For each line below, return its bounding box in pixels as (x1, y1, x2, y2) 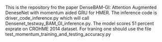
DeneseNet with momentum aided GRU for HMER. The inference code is (5, 10, 157, 16)
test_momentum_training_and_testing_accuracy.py (5, 31, 111, 37)
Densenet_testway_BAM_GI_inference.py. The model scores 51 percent (5, 20, 154, 26)
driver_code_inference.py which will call (5, 15, 89, 21)
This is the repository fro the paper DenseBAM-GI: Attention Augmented (5, 5, 157, 10)
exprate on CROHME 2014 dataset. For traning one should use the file (5, 26, 152, 32)
